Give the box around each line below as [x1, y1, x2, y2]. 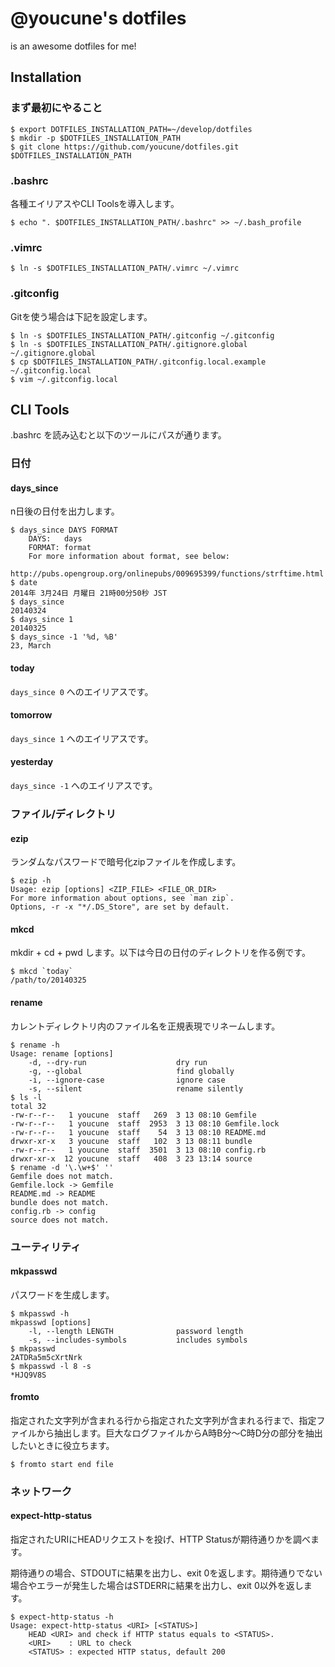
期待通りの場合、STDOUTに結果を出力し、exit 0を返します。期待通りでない [10, 1567, 323, 1579]
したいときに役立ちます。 [10, 1439, 115, 1451]
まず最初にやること [10, 101, 103, 115]
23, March [10, 641, 52, 651]
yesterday [10, 756, 54, 768]
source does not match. [10, 1215, 110, 1225]
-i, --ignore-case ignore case [28, 1075, 226, 1085]
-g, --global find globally [28, 1066, 235, 1076]
